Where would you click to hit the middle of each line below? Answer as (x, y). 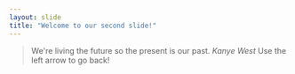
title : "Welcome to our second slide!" (83, 26)
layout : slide (36, 17)
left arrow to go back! (70, 60)
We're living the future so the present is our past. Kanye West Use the (159, 50)
